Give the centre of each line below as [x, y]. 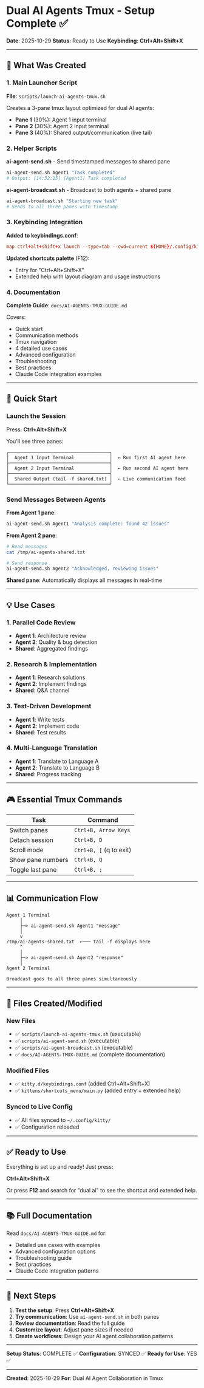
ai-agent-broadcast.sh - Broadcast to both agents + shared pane [89, 190]
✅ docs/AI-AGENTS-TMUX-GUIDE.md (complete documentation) [90, 1055]
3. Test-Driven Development [49, 706]
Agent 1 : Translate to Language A [57, 761]
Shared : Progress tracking [48, 774]
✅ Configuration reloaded [47, 1127]
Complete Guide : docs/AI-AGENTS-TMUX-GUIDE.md [67, 305]
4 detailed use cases [41, 348]
